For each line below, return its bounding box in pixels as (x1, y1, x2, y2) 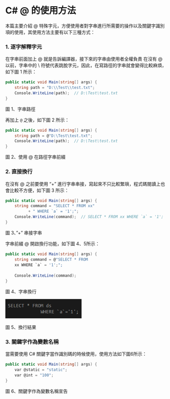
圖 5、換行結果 (5, 324, 37, 331)
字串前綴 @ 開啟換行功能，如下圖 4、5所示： (5, 240, 100, 247)
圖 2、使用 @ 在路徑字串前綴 (5, 154, 66, 160)
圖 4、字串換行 (5, 288, 37, 295)
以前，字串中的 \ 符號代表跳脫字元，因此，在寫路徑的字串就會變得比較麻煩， (5, 62, 166, 68)
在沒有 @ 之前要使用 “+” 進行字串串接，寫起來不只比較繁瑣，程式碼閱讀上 (5, 180, 161, 187)
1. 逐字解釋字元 (5, 43, 42, 50)
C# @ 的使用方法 (5, 5, 76, 16)
